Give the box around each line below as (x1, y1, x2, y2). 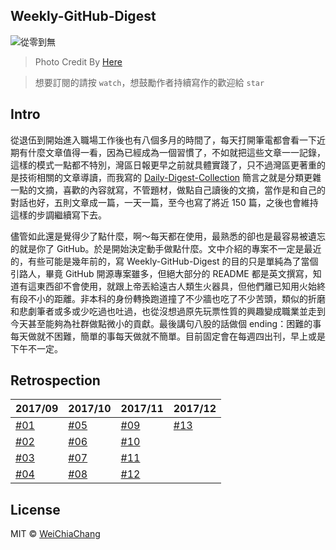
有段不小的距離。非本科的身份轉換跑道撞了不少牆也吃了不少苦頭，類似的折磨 (10, 292, 326, 304)
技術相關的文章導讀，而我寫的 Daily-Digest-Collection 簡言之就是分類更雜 (18, 171, 322, 183)
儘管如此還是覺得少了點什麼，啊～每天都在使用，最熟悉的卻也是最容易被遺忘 (10, 230, 326, 242)
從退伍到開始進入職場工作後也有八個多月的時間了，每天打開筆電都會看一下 (10, 134, 317, 146)
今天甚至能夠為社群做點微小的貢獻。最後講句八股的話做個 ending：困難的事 (10, 317, 322, 329)
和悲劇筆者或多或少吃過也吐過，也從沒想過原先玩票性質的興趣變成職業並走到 (10, 305, 326, 317)
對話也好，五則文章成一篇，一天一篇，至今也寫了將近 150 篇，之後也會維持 (10, 196, 319, 208)
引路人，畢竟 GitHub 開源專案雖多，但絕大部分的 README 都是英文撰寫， (10, 267, 313, 279)
